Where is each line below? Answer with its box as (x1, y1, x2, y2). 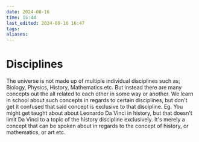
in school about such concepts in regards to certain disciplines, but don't (6, 97, 188, 104)
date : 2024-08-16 (6, 8, 50, 15)
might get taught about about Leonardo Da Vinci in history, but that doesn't (6, 109, 193, 117)
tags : (6, 25, 20, 32)
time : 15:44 (6, 15, 36, 21)
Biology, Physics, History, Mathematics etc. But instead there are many (6, 84, 182, 91)
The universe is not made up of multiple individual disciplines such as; (6, 77, 181, 85)
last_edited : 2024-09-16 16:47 (6, 20, 85, 26)
